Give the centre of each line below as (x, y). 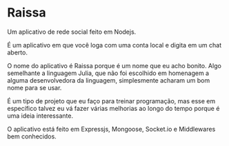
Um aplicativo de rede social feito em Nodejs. (72, 32)
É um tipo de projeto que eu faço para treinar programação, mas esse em (111, 101)
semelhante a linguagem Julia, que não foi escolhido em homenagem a (108, 73)
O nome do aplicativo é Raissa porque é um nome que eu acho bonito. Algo (114, 65)
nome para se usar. (34, 87)
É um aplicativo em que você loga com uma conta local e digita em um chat (114, 45)
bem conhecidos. (32, 136)
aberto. (17, 52)
